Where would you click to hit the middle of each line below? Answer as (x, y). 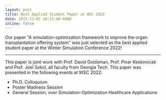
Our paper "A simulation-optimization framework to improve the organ (76, 37)
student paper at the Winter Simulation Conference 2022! (63, 48)
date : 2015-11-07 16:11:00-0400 (38, 19)
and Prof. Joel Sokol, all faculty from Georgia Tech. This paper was (73, 67)
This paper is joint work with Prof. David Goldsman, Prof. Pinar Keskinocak (81, 62)
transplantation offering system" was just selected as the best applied (76, 43)
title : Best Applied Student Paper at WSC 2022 (55, 14)
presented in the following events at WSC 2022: (54, 72)
